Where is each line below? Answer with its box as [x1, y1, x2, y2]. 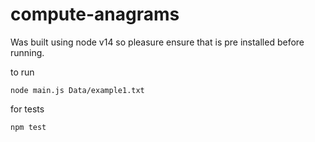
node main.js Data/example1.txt [10, 85, 145, 95]
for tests [10, 103, 45, 115]
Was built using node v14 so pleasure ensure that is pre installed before [10, 36, 305, 48]
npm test [10, 122, 47, 132]
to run [10, 66, 35, 78]
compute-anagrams [10, 3, 180, 26]
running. [10, 46, 45, 58]
